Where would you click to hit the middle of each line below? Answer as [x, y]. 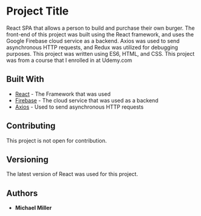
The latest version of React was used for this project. [72, 174]
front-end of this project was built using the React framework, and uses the [100, 34]
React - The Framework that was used [63, 94]
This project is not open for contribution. [57, 140]
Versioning [27, 159]
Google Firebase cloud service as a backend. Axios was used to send [93, 41]
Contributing [31, 126]
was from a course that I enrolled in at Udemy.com [69, 60]
